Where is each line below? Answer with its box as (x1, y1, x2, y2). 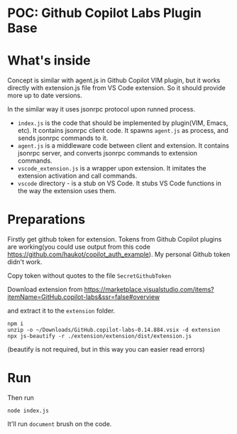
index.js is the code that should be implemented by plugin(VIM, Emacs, (17, 119, 228, 127)
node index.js (7, 407, 50, 414)
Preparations (7, 212, 86, 228)
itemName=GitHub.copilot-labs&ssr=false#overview (7, 293, 160, 301)
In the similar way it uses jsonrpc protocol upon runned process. (7, 105, 196, 114)
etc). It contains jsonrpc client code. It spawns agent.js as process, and (17, 126, 228, 135)
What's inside (7, 53, 91, 69)
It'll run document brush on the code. (7, 420, 112, 428)
